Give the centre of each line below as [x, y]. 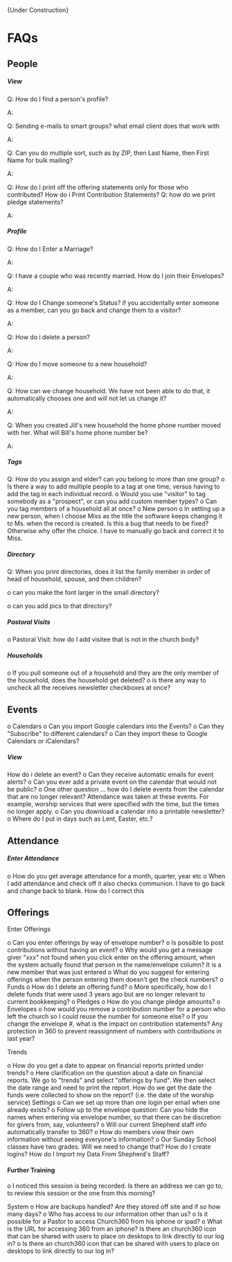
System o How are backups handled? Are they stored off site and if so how [114, 1206]
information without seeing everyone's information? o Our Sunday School [112, 1140]
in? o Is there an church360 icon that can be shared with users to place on [113, 1243]
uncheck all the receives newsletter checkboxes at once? [89, 688]
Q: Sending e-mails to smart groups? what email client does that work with [114, 126]
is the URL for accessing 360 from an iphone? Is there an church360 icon [112, 1229]
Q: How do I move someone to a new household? [77, 363]
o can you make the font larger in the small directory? [83, 593]
